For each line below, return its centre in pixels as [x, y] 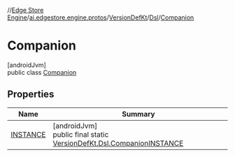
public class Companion [42, 72]
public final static [80, 134]
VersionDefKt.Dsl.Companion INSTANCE [118, 143]
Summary [138, 114]
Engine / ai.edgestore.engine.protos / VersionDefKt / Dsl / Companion [101, 17]
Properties [31, 95]
